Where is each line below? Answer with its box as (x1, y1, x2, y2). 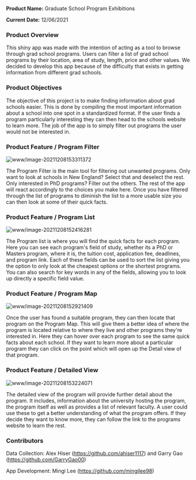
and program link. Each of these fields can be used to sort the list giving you (6, 256, 190, 263)
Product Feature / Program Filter (6, 143, 99, 151)
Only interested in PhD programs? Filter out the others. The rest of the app (6, 180, 185, 187)
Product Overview (6, 30, 59, 39)
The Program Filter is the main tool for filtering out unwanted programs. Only (6, 167, 191, 174)
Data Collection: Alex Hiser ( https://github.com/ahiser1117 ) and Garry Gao (6, 450, 183, 457)
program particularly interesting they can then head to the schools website (6, 115, 186, 122)
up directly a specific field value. (6, 275, 85, 282)
